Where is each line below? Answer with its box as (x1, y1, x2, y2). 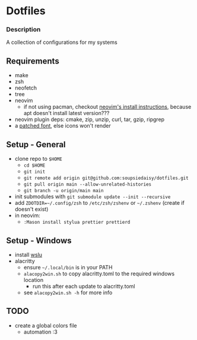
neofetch (14, 84, 37, 91)
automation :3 (23, 328, 58, 335)
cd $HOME (23, 163, 46, 169)
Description (6, 26, 41, 34)
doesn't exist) (14, 206, 49, 213)
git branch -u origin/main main (23, 188, 104, 194)
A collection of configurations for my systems (6, 39, 117, 46)
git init (23, 169, 46, 175)
